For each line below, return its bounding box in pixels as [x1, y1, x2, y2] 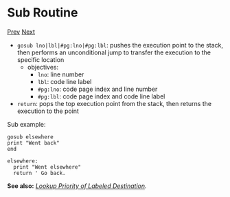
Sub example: [7, 120, 46, 128]
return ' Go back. [13, 169, 67, 176]
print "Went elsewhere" [13, 163, 81, 170]
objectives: [27, 63, 59, 71]
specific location [16, 55, 65, 63]
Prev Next [7, 28, 36, 36]
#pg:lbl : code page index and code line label [37, 92, 165, 101]
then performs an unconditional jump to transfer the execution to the [16, 48, 211, 56]
